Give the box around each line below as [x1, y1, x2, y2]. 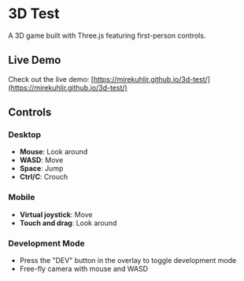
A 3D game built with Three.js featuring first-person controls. [8, 31, 206, 40]
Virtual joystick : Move [19, 209, 93, 219]
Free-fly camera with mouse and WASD [19, 264, 148, 274]
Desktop [8, 129, 42, 140]
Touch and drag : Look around [19, 218, 117, 227]
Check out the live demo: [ [8, 74, 94, 83]
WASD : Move [19, 155, 64, 165]
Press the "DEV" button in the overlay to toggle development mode [19, 256, 237, 265]
